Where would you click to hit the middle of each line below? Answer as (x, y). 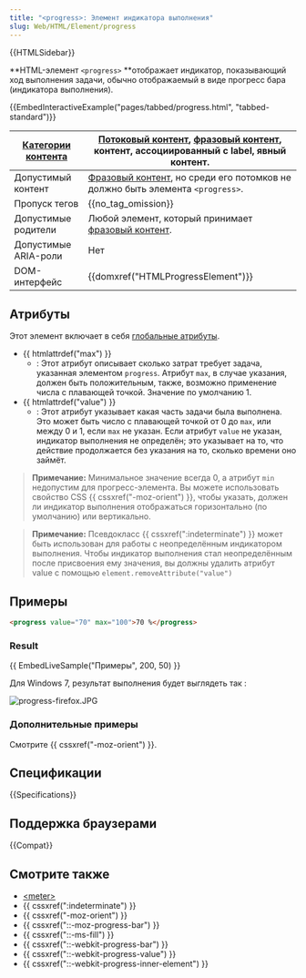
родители (35, 229)
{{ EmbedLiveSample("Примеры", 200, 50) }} (95, 666)
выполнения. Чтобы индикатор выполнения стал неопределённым (162, 554)
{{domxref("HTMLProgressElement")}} (170, 276)
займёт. (51, 460)
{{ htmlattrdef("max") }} (67, 354)
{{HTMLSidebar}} (42, 52)
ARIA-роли (38, 256)
